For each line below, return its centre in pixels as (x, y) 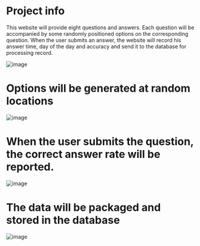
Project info (36, 11)
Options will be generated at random (99, 88)
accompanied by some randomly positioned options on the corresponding (97, 33)
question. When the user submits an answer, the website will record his (94, 40)
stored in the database (63, 220)
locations (30, 101)
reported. (30, 167)
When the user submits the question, (100, 142)
